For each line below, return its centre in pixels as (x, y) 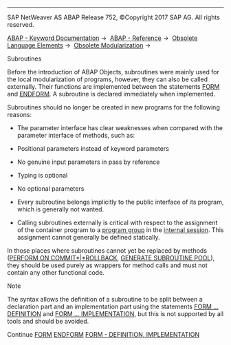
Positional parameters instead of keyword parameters (93, 148)
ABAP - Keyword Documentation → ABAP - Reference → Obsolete (102, 38)
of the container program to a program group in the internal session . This (120, 230)
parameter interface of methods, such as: (76, 135)
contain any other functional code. (56, 272)
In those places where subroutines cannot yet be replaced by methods (107, 251)
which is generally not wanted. (60, 209)
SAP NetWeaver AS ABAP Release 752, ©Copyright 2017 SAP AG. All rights (113, 17)
